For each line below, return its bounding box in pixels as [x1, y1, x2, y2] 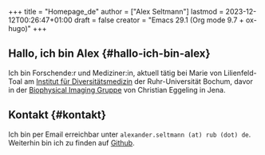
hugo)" [8, 24, 32, 33]
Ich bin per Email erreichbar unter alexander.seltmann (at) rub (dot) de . [8, 129, 251, 139]
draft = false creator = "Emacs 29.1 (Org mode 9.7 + [74, 15, 245, 25]
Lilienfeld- [223, 68, 257, 77]
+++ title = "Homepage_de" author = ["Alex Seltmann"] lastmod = [8, 7, 224, 16]
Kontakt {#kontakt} [8, 108, 106, 122]
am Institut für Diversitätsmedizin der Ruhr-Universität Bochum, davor [23, 76, 253, 86]
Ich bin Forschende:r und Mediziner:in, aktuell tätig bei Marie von [8, 68, 222, 77]
